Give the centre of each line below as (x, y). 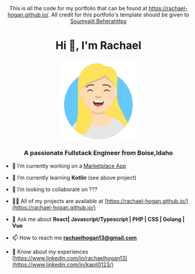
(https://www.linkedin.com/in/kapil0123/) (62, 265)
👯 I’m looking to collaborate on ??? (55, 189)
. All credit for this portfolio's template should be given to (119, 15)
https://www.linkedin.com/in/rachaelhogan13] (71, 258)
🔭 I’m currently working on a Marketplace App (69, 166)
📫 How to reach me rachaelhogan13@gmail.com (74, 238)
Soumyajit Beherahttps (98, 21)
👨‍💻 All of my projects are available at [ (59, 201)
